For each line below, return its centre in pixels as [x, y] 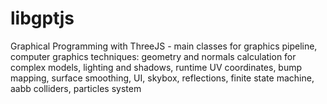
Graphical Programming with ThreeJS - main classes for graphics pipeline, [164, 46]
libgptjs [42, 18]
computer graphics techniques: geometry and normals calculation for [153, 56]
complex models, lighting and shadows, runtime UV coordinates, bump [156, 67]
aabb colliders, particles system [76, 88]
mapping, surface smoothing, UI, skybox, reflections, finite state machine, [162, 78]
